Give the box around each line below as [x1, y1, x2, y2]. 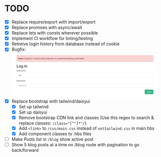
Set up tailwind [18, 104, 49, 109]
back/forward [11, 147, 39, 153]
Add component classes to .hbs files [18, 131, 92, 137]
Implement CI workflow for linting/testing [11, 35, 93, 41]
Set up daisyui [18, 109, 47, 115]
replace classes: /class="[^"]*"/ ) [18, 120, 87, 126]
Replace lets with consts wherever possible [11, 30, 98, 36]
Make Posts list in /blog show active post [11, 136, 94, 142]
